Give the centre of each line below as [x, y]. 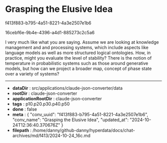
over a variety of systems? [32, 73]
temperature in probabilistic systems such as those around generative [77, 63]
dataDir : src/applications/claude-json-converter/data [67, 88]
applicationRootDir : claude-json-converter [57, 98]
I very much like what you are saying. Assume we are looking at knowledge [82, 42]
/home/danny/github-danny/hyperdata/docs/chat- [84, 130]
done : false [25, 109]
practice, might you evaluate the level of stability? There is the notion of [79, 58]
